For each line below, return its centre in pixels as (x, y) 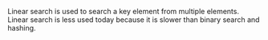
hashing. (22, 28)
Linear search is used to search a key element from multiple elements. (124, 11)
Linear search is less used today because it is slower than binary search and (134, 20)
